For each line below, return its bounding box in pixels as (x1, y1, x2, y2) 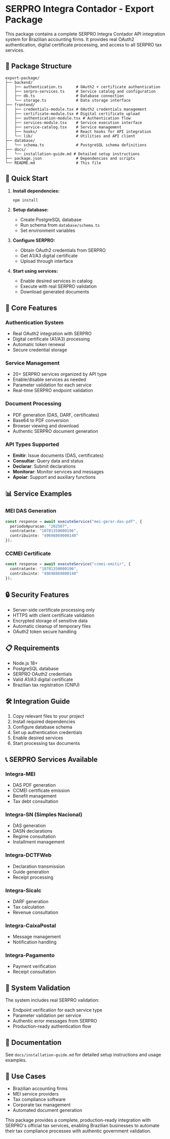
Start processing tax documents (12, 740, 80, 746)
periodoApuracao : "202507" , (10, 524, 70, 529)
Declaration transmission (12, 863, 65, 869)
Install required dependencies (12, 718, 75, 725)
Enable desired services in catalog (20, 278, 93, 284)
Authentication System (5, 319, 64, 326)
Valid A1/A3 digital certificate (12, 676, 73, 682)
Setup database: (12, 207, 49, 213)
